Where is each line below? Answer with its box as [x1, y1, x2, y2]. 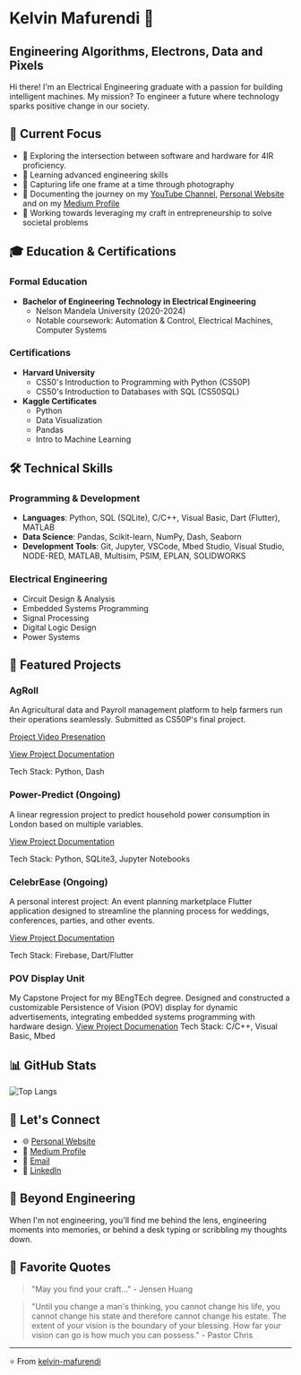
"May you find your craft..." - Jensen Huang [30, 1284, 193, 1294]
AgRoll [9, 685, 39, 697]
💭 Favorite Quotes [9, 1259, 111, 1276]
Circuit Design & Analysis [21, 593, 116, 604]
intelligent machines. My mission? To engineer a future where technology [9, 91, 280, 101]
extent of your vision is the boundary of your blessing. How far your [30, 1319, 282, 1330]
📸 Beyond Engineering [9, 1191, 136, 1206]
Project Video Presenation [9, 731, 106, 742]
